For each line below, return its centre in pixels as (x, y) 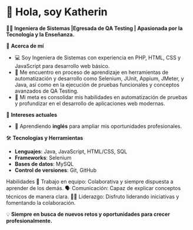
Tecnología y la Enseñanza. (40, 34)
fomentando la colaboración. (41, 202)
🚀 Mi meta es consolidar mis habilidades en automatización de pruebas (101, 97)
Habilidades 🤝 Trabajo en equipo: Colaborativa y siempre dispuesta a (90, 181)
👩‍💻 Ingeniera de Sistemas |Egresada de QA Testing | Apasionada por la (94, 28)
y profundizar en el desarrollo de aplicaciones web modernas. (90, 103)
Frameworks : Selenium (43, 157)
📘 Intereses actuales (32, 114)
